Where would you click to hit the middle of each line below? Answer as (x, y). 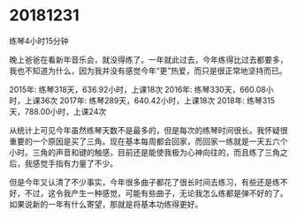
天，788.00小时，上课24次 (58, 111)
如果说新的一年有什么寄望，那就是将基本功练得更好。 (106, 204)
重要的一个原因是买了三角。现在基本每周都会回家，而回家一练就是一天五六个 (148, 141)
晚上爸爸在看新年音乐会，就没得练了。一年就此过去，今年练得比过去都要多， (148, 59)
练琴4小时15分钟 (39, 41)
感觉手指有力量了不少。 (75, 163)
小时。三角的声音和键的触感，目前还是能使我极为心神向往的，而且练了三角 (145, 152)
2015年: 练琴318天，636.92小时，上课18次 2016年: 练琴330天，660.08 (138, 89)
